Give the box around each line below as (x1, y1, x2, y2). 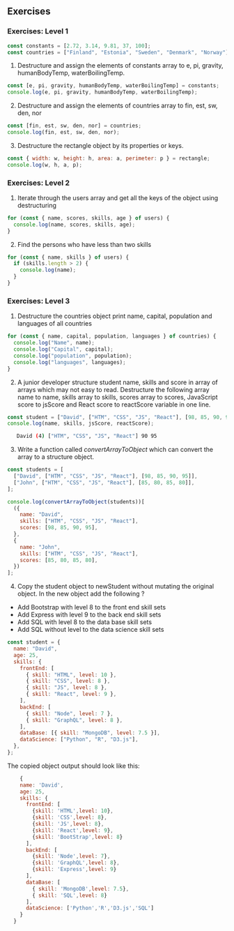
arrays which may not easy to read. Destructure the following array (17, 385, 210, 393)
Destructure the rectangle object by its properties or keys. (17, 141, 184, 149)
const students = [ (7, 467, 64, 474)
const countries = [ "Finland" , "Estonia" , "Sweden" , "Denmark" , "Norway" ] (7, 49, 229, 56)
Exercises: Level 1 (7, 27, 68, 36)
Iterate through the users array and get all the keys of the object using (17, 193, 219, 202)
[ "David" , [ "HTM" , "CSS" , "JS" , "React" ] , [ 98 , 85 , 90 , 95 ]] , (13, 473, 198, 480)
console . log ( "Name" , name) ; (13, 340, 95, 347)
